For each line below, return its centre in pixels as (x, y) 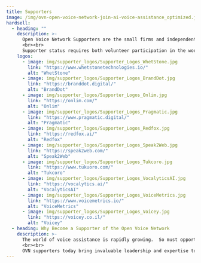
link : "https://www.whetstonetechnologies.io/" (88, 67)
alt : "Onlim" (44, 106)
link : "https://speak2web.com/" (68, 151)
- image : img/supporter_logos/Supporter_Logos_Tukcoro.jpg (97, 162)
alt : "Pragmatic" (49, 123)
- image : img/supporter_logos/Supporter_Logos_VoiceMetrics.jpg (104, 195)
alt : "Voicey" (45, 223)
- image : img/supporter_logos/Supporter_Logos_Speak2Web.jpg (100, 145)
